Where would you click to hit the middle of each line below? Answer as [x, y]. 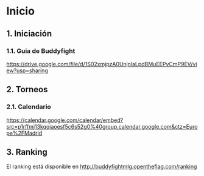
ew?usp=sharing [27, 70]
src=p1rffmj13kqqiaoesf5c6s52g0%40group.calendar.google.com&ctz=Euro [102, 126]
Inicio [21, 11]
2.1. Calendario [29, 107]
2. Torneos [27, 90]
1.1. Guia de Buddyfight [41, 51]
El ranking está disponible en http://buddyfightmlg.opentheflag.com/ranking [102, 167]
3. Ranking [27, 152]
